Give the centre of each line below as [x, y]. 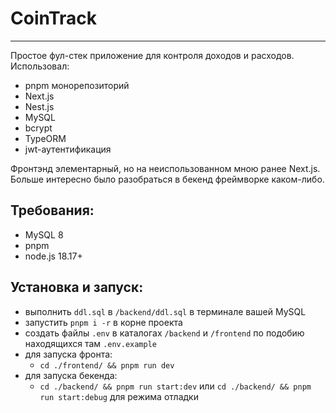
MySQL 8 [44, 234]
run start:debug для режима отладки [119, 396]
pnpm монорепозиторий [77, 85]
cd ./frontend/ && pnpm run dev [107, 365]
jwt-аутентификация [68, 149]
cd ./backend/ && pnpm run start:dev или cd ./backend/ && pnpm [175, 386]
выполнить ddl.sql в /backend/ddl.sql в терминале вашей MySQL [165, 311]
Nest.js [39, 106]
